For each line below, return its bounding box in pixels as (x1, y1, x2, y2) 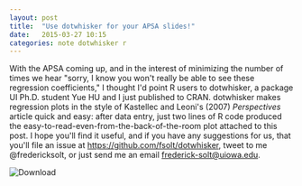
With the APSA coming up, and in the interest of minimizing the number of (9, 63, 284, 74)
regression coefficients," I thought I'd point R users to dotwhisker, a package (9, 82, 294, 93)
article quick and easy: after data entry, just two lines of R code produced (9, 111, 282, 122)
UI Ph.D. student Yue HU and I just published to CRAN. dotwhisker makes (9, 92, 281, 103)
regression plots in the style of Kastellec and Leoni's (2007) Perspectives (9, 101, 281, 113)
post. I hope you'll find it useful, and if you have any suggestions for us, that (9, 130, 291, 141)
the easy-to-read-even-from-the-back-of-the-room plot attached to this (9, 121, 278, 132)
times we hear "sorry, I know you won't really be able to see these (9, 73, 255, 84)
